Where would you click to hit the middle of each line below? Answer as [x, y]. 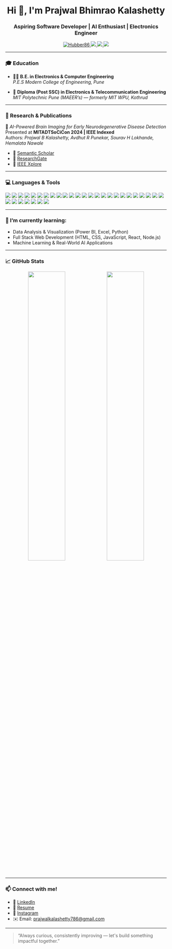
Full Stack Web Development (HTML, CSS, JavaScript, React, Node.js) [87, 237]
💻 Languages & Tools [33, 182]
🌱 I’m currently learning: [36, 221]
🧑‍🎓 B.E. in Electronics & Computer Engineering [63, 76]
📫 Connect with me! [31, 889]
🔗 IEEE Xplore [27, 164]
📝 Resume [23, 908]
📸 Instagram [25, 913]
